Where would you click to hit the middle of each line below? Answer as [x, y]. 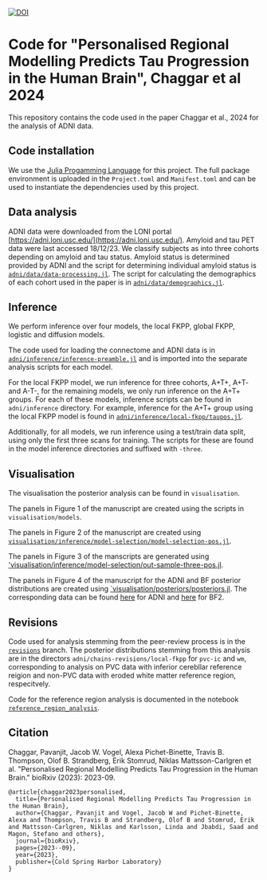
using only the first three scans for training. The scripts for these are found [131, 440]
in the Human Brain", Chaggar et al [125, 79]
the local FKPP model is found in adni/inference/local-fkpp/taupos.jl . [126, 416]
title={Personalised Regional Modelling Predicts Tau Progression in [133, 799]
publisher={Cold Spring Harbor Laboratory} [88, 862]
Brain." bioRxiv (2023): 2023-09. [62, 777]
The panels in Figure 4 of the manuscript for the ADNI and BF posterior [125, 580]
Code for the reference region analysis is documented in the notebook [124, 699]
